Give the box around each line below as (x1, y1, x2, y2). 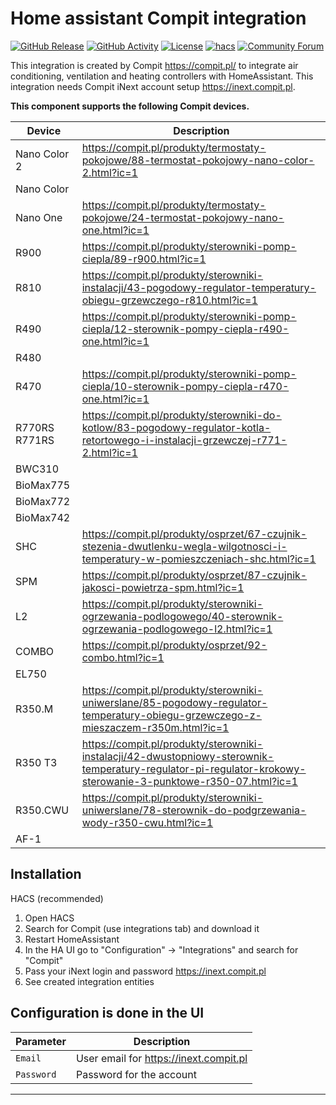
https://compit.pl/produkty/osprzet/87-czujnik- (81, 568, 308, 582)
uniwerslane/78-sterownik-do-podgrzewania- (81, 803, 307, 817)
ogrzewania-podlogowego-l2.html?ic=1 (81, 622, 273, 636)
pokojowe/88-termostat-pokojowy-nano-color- (81, 153, 315, 167)
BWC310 (15, 462, 60, 476)
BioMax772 (15, 494, 71, 508)
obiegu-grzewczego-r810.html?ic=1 (81, 293, 258, 307)
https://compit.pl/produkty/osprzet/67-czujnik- (81, 527, 308, 541)
